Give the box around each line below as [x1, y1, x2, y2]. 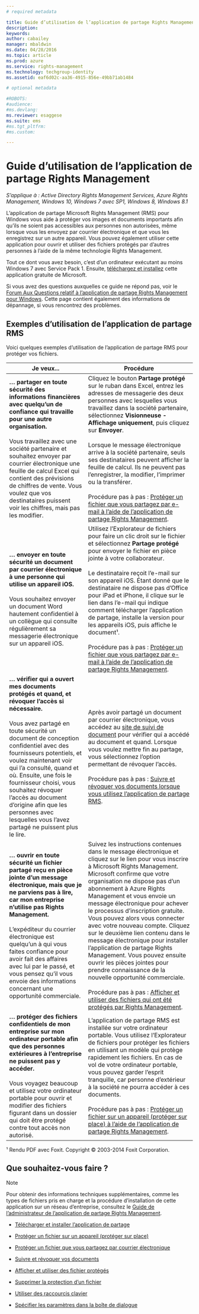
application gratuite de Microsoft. [6, 271, 88, 278]
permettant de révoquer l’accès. [88, 760, 177, 768]
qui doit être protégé [9, 1116, 66, 1124]
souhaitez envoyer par [9, 452, 71, 460]
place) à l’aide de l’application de [88, 1120, 179, 1128]
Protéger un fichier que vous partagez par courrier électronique [14, 1244, 171, 1251]
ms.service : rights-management [6, 63, 84, 69]
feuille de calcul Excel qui [9, 467, 80, 475]
